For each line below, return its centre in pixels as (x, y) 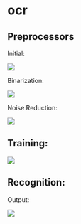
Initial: (16, 53)
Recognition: (36, 182)
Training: (28, 143)
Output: (18, 199)
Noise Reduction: (33, 108)
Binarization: (26, 81)
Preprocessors (41, 37)
